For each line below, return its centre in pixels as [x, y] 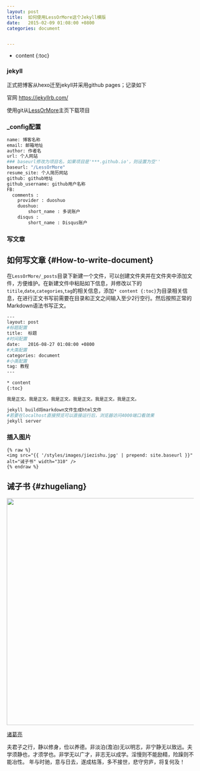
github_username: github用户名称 [46, 184]
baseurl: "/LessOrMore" [36, 167]
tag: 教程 [18, 367]
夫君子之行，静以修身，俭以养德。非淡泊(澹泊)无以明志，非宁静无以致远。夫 [100, 747]
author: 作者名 [24, 151]
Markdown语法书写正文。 [38, 305]
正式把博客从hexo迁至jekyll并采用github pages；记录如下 [77, 85]
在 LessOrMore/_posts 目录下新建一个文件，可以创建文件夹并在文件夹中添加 [97, 276]
